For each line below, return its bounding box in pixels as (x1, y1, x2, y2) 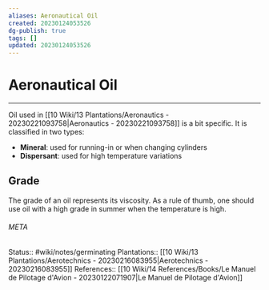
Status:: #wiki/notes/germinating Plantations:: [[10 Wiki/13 (8, 248, 199, 257)
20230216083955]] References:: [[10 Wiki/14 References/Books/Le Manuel (8, 264, 256, 274)
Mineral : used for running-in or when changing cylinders (19, 143, 208, 152)
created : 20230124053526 (8, 19, 91, 27)
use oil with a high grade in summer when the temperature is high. (8, 203, 227, 213)
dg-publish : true (8, 26, 66, 34)
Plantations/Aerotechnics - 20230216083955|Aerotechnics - (8, 256, 209, 265)
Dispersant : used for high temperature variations (19, 151, 183, 161)
